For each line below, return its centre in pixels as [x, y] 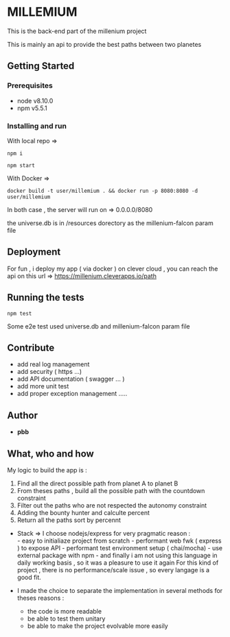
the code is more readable [64, 611]
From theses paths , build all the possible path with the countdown [111, 490]
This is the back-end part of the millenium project [77, 31]
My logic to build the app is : [47, 470]
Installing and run [37, 126]
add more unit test [43, 386]
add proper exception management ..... [72, 394]
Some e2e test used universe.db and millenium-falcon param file [99, 326]
